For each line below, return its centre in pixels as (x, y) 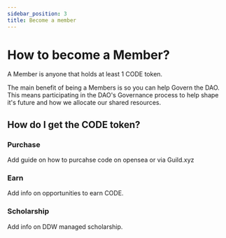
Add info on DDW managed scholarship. (65, 226)
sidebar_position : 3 (37, 14)
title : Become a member (42, 20)
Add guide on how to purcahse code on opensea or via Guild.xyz (101, 160)
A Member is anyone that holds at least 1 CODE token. (85, 74)
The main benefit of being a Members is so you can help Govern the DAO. (114, 87)
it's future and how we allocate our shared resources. (84, 103)
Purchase (24, 144)
